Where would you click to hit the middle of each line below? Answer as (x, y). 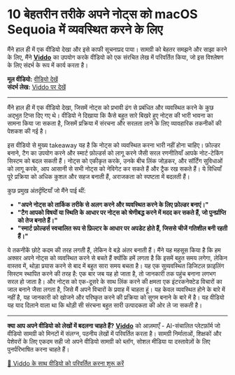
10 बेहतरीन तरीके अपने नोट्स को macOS (102, 14)
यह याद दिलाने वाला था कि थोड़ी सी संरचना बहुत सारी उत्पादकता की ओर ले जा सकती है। (105, 305)
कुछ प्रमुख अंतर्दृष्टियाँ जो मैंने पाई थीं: (47, 190)
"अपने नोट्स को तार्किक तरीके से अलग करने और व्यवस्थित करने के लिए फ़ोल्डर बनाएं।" (113, 204)
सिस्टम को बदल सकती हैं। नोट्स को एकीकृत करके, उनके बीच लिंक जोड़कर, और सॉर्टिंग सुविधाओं (115, 161)
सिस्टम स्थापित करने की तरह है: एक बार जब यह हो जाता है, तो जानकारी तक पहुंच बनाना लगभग (112, 274)
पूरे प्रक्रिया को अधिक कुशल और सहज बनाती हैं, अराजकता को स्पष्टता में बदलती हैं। (99, 176)
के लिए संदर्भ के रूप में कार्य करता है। (48, 65)
